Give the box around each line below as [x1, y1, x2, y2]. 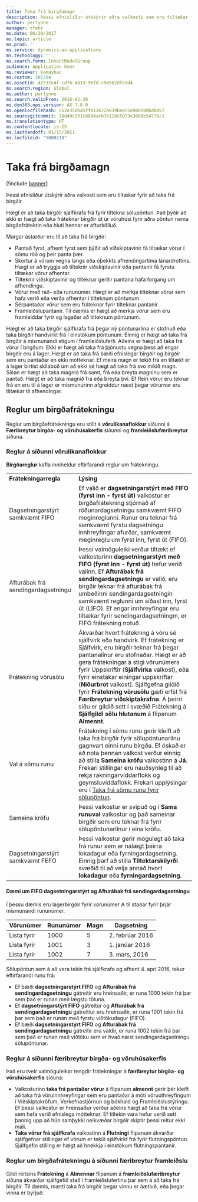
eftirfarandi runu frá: [6, 972, 55, 979]
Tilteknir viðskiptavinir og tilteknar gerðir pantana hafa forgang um [14, 276, 176, 283]
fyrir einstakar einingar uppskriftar [78, 672, 173, 681]
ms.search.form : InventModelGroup [6, 58, 91, 64]
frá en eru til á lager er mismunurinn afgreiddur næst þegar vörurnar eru [6, 381, 181, 388]
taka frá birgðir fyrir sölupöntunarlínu [78, 734, 181, 742]
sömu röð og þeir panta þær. [14, 250, 84, 257]
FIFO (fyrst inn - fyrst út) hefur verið [78, 560, 183, 568]
